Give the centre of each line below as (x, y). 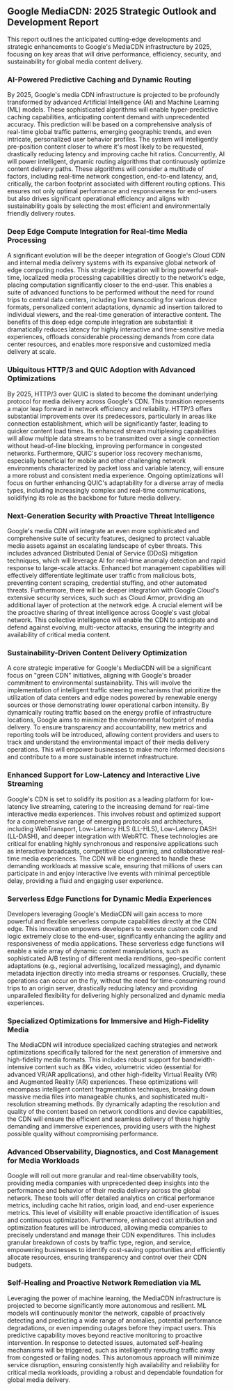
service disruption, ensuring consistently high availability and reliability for (113, 1364)
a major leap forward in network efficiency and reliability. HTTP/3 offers (110, 408)
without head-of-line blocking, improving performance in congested (105, 445)
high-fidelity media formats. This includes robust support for (94, 1059)
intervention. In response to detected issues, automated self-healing (105, 1342)
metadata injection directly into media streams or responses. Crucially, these (117, 973)
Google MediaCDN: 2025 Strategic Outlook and (112, 12)
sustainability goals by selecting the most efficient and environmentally (109, 206)
